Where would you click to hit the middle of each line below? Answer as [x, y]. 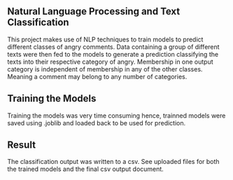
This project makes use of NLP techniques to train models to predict [105, 39]
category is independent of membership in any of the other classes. [105, 69]
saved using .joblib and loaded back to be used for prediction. [97, 123]
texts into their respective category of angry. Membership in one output [110, 62]
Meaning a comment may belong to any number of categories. [97, 76]
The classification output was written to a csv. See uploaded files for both [113, 162]
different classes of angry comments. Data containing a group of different [113, 47]
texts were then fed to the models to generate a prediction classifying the [113, 54]
